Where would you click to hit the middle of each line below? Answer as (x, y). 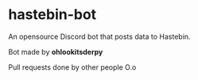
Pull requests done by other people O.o (72, 67)
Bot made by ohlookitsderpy (56, 51)
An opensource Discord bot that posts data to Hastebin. (99, 36)
